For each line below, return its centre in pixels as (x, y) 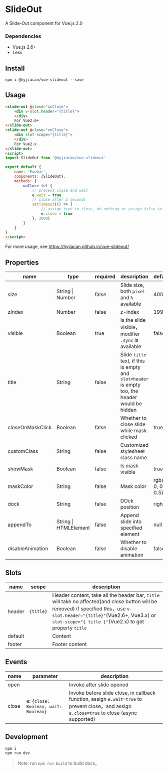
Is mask (129, 466)
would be (131, 404)
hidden (128, 410)
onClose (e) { (38, 186)
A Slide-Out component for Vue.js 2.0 (44, 23)
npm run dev (17, 753)
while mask (133, 431)
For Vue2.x (25, 144)
